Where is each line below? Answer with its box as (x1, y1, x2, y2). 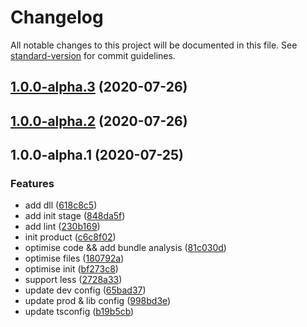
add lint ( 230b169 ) (24, 221, 101, 233)
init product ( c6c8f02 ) (24, 231, 117, 243)
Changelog (10, 6, 104, 29)
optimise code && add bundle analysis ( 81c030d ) (24, 242, 227, 254)
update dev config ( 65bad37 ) (24, 284, 147, 296)
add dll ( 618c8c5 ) (24, 199, 98, 211)
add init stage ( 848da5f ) (24, 210, 126, 222)
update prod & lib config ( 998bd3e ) (24, 295, 172, 307)
